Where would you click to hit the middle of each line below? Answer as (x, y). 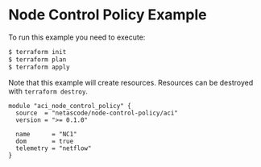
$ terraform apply (39, 67)
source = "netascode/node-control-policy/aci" (97, 113)
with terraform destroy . (48, 91)
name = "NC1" (47, 134)
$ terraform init (37, 52)
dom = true (45, 141)
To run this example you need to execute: (77, 37)
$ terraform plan (37, 59)
